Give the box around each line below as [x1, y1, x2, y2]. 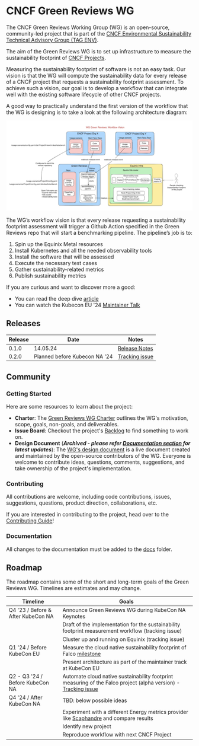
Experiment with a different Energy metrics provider [62, 708, 188, 715]
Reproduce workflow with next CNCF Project [62, 731, 172, 738]
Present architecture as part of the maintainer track [62, 658, 187, 665]
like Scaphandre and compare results [62, 715, 153, 722]
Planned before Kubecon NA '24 [33, 353, 113, 360]
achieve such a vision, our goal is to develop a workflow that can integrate [6, 84, 188, 91]
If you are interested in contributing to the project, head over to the [6, 511, 169, 518]
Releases [6, 318, 41, 329]
